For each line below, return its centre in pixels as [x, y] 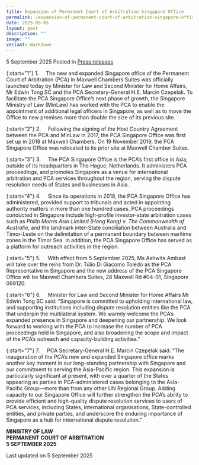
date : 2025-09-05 [28, 23]
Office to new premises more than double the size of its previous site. [91, 117]
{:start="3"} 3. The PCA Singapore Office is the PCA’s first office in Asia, [97, 159]
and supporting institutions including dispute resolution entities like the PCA [98, 307]
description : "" [26, 34]
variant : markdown [29, 45]
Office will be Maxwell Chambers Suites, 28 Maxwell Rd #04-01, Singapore [97, 277]
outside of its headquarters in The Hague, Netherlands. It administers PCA [97, 165]
